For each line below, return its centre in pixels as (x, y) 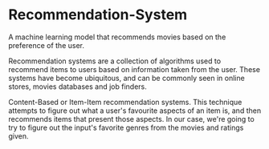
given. (19, 136)
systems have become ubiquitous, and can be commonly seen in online (126, 78)
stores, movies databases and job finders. (77, 87)
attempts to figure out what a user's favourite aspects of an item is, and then (135, 111)
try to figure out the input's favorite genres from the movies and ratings (126, 127)
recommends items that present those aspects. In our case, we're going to (131, 119)
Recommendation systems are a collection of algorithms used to (115, 61)
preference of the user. (47, 45)
